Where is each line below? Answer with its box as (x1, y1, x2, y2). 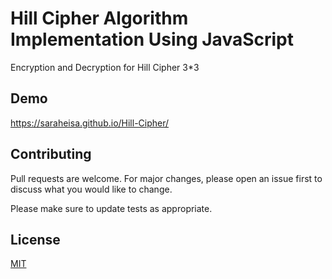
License (10, 231, 61, 248)
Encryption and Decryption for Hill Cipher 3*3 (10, 61, 200, 73)
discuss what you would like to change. (10, 183, 173, 195)
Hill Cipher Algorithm (10, 7, 189, 30)
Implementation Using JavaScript (10, 28, 294, 51)
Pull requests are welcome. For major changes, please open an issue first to (10, 172, 323, 184)
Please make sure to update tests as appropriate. (10, 202, 213, 214)
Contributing (10, 146, 92, 163)
